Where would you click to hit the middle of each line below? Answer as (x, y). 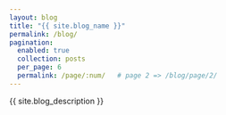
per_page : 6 (40, 68)
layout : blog (33, 17)
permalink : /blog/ (43, 34)
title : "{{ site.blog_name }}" (67, 26)
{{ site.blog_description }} (57, 101)
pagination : (31, 42)
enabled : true (43, 51)
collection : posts (52, 59)
